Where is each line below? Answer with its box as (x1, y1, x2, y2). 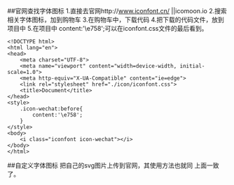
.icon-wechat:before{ (20, 105, 83, 112)
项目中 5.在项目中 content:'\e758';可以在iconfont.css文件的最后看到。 (7, 24, 208, 32)
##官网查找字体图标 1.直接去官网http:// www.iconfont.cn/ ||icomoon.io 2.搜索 (7, 7, 228, 15)
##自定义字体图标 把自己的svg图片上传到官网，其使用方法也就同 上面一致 (7, 161, 219, 170)
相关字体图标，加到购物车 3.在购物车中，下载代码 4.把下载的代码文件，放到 (7, 15, 224, 24)
